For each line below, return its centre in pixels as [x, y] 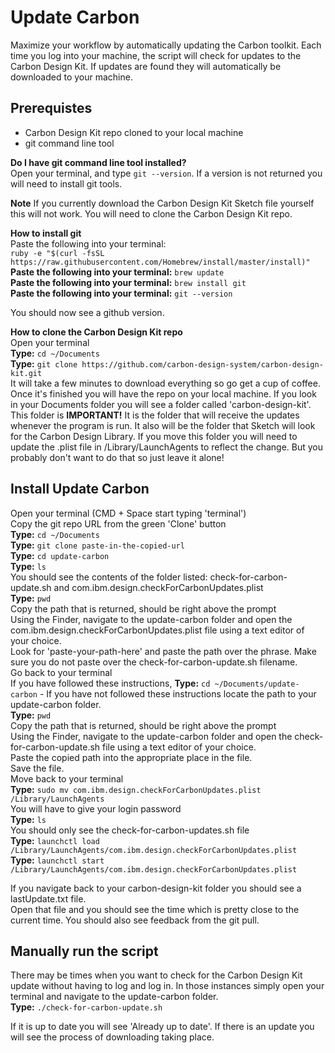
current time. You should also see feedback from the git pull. [135, 920]
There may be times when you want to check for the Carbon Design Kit [156, 975]
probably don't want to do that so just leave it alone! [117, 457]
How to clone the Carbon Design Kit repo [96, 332]
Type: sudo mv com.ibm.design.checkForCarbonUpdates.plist [136, 789]
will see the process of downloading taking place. [112, 1037]
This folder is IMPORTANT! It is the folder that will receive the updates [155, 415]
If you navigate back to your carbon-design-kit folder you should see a [156, 888]
